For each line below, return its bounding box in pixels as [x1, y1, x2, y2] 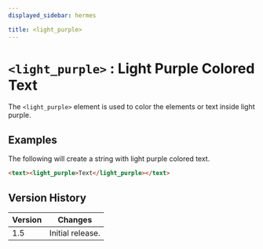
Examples [8, 133, 57, 146]
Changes [57, 214, 93, 225]
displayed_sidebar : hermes [8, 11, 97, 20]
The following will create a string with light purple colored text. [8, 154, 210, 163]
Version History [8, 191, 86, 204]
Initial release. [49, 227, 100, 238]
